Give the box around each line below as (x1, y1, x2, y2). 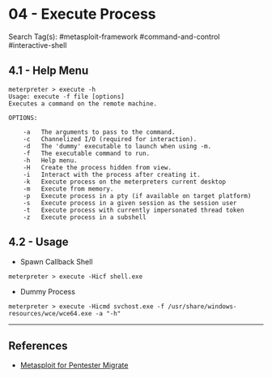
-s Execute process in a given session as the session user (23, 199, 237, 207)
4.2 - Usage (8, 235, 69, 249)
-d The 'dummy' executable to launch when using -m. (23, 142, 212, 150)
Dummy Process (19, 286, 75, 296)
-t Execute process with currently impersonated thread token (23, 206, 244, 214)
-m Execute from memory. (23, 184, 114, 193)
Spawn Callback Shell (19, 256, 93, 266)
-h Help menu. (23, 156, 79, 165)
